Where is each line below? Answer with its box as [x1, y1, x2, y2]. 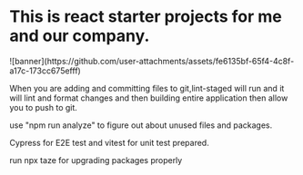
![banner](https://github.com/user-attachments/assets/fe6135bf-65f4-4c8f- [9, 55, 295, 66]
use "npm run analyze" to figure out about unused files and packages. [9, 120, 273, 131]
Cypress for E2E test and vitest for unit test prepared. [9, 137, 209, 148]
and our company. [9, 25, 150, 46]
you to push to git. [9, 102, 77, 112]
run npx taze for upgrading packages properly [9, 154, 183, 165]
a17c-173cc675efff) [9, 65, 82, 76]
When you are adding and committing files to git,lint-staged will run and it [9, 83, 285, 93]
